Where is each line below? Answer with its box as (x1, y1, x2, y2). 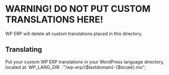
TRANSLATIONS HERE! (5, 14, 104, 25)
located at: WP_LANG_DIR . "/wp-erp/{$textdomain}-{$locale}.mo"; (5, 64, 146, 70)
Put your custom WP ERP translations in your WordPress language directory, (5, 59, 164, 65)
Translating (5, 45, 42, 54)
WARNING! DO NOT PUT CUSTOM (5, 3, 151, 15)
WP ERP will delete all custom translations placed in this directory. (5, 30, 143, 36)
